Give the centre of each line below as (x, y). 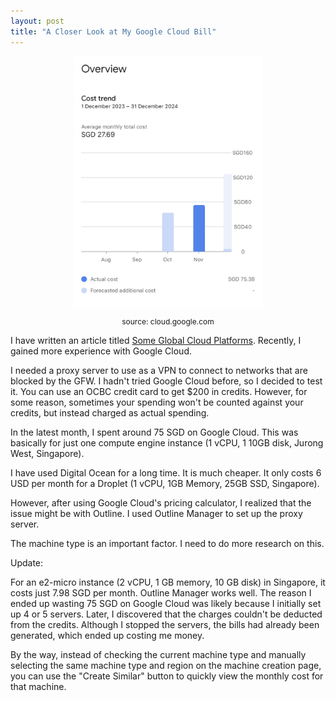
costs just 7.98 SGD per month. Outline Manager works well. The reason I (161, 593)
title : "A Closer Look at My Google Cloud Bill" (113, 31)
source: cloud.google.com (168, 321)
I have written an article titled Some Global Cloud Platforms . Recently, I (156, 341)
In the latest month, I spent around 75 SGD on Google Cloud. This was (154, 432)
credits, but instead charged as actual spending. (110, 413)
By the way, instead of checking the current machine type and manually (158, 655)
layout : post (37, 21)
